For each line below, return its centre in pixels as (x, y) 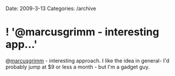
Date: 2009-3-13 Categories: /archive (51, 8)
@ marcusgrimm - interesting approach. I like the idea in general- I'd (87, 60)
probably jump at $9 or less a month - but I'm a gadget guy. (78, 67)
